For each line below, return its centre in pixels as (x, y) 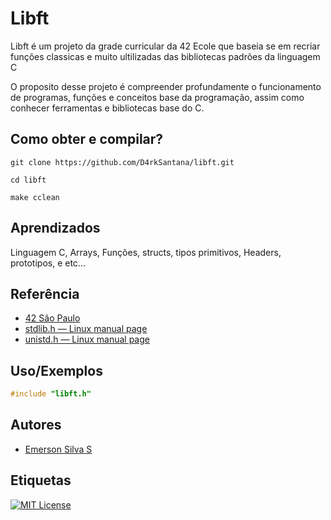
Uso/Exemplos (56, 370)
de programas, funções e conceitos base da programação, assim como (157, 97)
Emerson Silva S (58, 449)
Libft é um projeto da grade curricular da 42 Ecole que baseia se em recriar (165, 46)
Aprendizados (55, 228)
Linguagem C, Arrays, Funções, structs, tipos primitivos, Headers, (146, 252)
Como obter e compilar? (87, 139)
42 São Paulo (52, 318)
